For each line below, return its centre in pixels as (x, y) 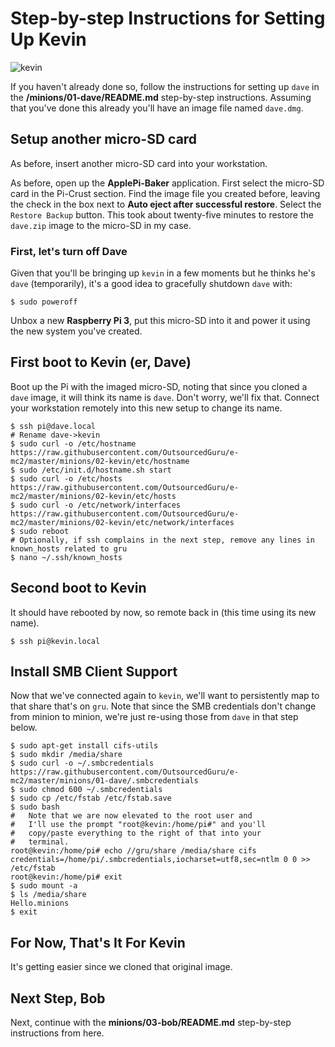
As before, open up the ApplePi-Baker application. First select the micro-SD (167, 183)
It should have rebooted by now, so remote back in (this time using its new (163, 612)
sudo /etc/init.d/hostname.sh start (95, 470)
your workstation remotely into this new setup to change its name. (146, 408)
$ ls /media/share (48, 895)
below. (24, 728)
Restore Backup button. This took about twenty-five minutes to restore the (162, 214)
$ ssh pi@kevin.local (55, 641)
